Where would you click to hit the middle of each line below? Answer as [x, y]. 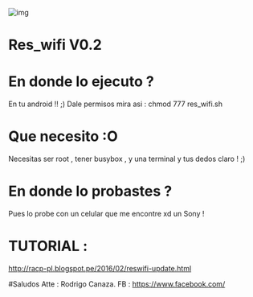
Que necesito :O [63, 136]
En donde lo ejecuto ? [81, 82]
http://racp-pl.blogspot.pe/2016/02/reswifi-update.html [100, 268]
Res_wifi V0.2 [55, 45]
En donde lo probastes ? [90, 191]
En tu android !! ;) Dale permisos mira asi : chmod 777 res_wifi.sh [116, 104]
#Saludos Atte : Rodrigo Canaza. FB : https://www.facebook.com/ [117, 284]
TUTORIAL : [48, 246]
